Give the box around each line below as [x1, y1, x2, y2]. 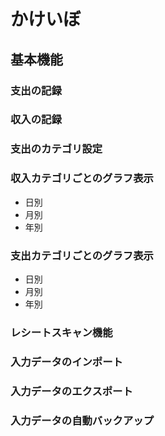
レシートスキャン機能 [10, 325, 113, 339]
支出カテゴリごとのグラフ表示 [10, 248, 154, 262]
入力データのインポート [10, 355, 123, 369]
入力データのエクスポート [10, 384, 133, 398]
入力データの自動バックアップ [10, 413, 155, 427]
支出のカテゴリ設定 [10, 142, 103, 156]
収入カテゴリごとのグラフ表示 [10, 171, 154, 185]
